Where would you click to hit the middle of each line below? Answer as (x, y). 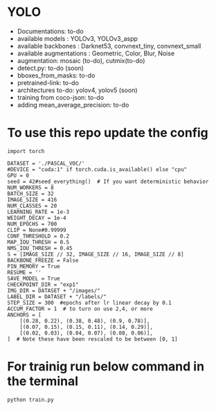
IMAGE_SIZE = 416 (32, 199)
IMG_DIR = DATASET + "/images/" (54, 291)
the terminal (43, 381)
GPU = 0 (18, 175)
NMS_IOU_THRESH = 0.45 (40, 248)
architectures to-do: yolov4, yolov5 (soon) (77, 90)
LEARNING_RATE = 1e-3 (38, 212)
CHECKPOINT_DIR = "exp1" (43, 285)
